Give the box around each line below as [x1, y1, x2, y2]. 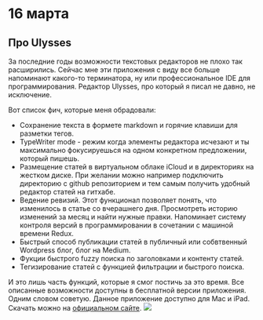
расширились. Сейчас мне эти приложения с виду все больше [8, 65, 221, 75]
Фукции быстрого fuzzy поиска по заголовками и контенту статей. [19, 254, 245, 263]
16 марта [8, 5, 69, 23]
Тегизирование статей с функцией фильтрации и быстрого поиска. [19, 262, 245, 271]
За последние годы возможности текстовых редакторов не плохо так [8, 56, 243, 66]
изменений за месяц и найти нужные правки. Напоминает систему [19, 213, 247, 221]
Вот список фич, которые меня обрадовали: [8, 105, 156, 115]
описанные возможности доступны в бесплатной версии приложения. [8, 285, 247, 295]
